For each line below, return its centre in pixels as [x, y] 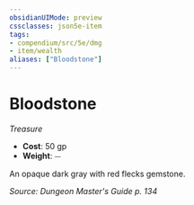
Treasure [26, 129]
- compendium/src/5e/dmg [56, 43]
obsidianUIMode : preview [56, 18]
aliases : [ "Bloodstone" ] [56, 59]
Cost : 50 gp [44, 146]
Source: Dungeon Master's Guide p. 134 [84, 191]
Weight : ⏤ [41, 156]
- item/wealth [36, 51]
